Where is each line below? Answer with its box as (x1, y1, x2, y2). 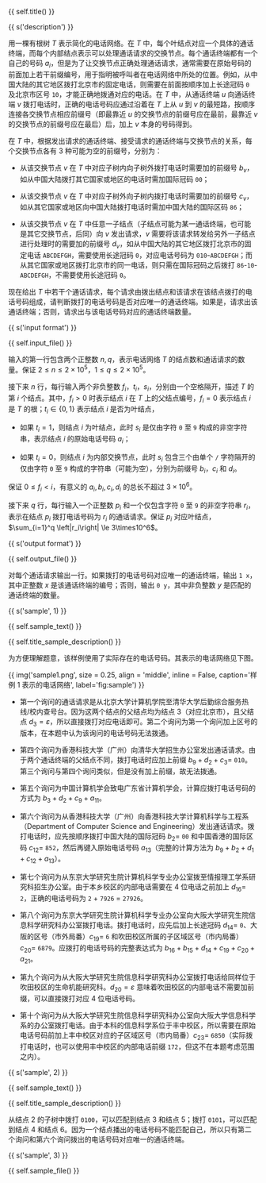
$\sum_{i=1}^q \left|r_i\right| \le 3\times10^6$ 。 (8, 523, 162, 533)
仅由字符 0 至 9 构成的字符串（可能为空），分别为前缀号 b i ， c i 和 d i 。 (19, 464, 241, 475)
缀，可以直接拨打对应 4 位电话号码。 (19, 994, 140, 1004)
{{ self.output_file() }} (8, 554, 78, 564)
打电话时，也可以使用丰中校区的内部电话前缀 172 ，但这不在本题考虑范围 (19, 1042, 255, 1051)
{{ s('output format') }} (8, 539, 82, 549)
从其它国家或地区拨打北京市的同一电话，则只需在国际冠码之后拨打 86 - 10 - (19, 260, 258, 270)
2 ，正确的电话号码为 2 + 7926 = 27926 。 (19, 893, 148, 904)
